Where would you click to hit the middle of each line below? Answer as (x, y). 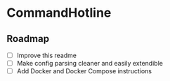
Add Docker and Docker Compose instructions (84, 71)
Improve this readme (47, 55)
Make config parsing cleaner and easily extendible (90, 64)
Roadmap (28, 39)
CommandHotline (59, 13)
